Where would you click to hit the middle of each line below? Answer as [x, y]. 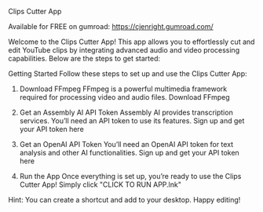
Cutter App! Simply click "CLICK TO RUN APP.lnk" [100, 185]
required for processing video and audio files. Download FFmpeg [124, 97]
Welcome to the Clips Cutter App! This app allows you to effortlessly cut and [131, 42]
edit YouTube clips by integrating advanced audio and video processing [124, 50]
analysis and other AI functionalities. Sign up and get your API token [129, 153]
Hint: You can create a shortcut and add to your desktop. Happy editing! [124, 200]
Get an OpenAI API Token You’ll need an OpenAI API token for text [126, 144]
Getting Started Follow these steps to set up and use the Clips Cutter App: [128, 73]
